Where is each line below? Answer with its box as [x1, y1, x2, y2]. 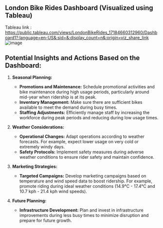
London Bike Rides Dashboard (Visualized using [5, 4, 153, 12]
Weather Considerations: [12, 124, 65, 130]
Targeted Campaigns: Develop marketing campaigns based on [19, 173, 146, 179]
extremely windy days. [19, 144, 65, 149]
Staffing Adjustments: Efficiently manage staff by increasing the [19, 109, 150, 115]
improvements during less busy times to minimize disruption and [19, 212, 149, 218]
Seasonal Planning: [12, 74, 53, 80]
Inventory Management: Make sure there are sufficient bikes [19, 99, 143, 105]
